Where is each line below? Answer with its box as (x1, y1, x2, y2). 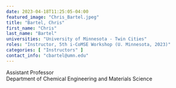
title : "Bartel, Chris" (6, 19, 65, 25)
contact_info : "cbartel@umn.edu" (6, 53, 89, 58)
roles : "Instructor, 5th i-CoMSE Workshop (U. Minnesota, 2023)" (6, 42, 171, 48)
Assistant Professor (6, 69, 55, 76)
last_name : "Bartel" (6, 31, 57, 37)
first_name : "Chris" (6, 25, 57, 31)
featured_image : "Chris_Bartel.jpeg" (6, 14, 100, 20)
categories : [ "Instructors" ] (6, 47, 84, 53)
